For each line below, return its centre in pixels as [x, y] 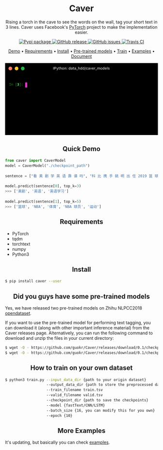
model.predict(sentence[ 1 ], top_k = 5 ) [43, 201]
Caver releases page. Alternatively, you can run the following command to [79, 333]
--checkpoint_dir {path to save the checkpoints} [98, 400]
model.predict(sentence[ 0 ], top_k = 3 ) [43, 186]
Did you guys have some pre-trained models [81, 296]
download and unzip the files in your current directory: [59, 338]
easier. [81, 32]
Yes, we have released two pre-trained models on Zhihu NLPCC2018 [73, 308]
